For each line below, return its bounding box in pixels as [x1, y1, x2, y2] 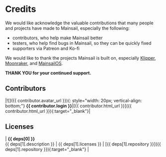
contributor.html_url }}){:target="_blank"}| [5, 108, 90, 114]
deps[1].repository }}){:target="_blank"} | [5, 146, 89, 152]
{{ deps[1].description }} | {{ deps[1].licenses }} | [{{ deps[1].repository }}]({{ [5, 141, 161, 147]
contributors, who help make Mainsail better [12, 35, 103, 41]
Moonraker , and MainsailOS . [5, 60, 63, 66]
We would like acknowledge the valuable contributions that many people [5, 20, 154, 26]
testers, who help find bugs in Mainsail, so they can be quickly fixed [12, 40, 152, 46]
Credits [5, 3, 36, 15]
